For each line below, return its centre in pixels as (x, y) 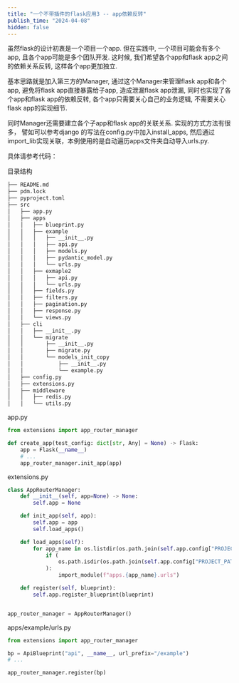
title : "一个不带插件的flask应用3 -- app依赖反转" (77, 14)
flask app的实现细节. (37, 108)
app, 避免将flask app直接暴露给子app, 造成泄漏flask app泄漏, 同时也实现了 (116, 91)
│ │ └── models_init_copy (59, 357)
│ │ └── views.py (39, 317)
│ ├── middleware (36, 390)
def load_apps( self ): (52, 542)
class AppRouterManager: (44, 490)
